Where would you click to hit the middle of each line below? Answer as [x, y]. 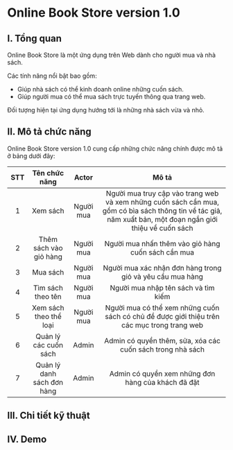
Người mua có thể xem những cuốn [162, 308]
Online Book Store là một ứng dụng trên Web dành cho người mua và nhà [112, 55]
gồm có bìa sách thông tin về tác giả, [162, 211]
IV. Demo [27, 439]
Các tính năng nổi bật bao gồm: [52, 76]
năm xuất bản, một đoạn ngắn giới [163, 219]
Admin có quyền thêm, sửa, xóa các [162, 340]
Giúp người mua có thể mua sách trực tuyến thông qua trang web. [111, 96]
